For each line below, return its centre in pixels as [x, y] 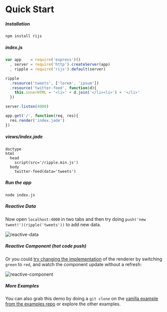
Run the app [18, 183]
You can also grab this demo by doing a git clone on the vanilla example [82, 299]
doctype [13, 149]
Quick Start [30, 9]
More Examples [22, 286]
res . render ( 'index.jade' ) [37, 120]
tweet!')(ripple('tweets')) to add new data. [53, 224]
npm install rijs [24, 36]
